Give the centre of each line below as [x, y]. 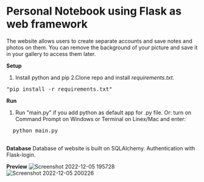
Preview [17, 166]
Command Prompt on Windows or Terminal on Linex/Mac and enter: [100, 119]
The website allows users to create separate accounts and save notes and [100, 41]
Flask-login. [21, 155]
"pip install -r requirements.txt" [59, 89]
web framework [47, 24]
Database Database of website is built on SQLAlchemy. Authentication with [101, 148]
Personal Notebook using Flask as [94, 11]
